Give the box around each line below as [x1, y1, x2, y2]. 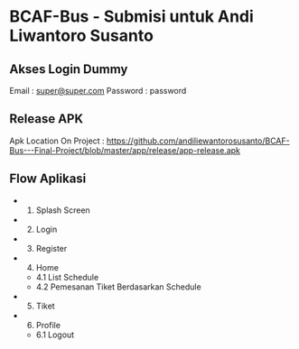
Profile [35, 319, 61, 330]
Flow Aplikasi [9, 171, 87, 187]
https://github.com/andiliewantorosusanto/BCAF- [107, 135, 291, 146]
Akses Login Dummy [9, 61, 128, 77]
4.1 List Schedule [35, 271, 99, 282]
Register [35, 243, 68, 253]
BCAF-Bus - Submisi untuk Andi [9, 6, 255, 27]
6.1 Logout [35, 329, 75, 340]
